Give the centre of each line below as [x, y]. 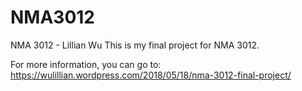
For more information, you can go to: [86, 64]
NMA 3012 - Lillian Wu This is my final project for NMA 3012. [135, 45]
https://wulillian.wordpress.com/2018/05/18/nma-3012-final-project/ [151, 75]
